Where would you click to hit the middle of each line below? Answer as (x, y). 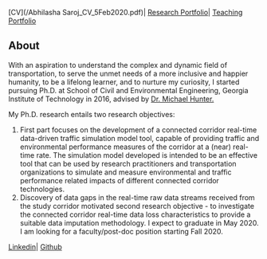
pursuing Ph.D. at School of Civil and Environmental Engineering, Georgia (128, 90)
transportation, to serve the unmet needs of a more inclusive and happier (128, 73)
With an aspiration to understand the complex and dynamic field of (118, 65)
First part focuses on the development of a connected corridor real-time (138, 129)
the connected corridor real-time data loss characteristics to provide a (135, 214)
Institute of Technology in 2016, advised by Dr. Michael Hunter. (111, 99)
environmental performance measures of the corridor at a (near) (125, 147)
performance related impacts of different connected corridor (119, 180)
